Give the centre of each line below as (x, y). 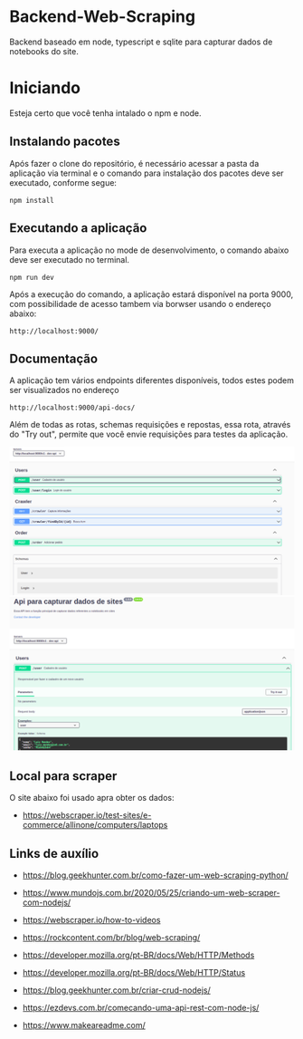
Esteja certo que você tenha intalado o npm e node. (105, 113)
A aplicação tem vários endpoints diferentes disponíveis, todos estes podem (151, 380)
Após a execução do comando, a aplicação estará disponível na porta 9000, (151, 294)
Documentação (53, 358)
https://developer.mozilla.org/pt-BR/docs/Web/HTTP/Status (134, 972)
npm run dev (32, 277)
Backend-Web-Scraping (103, 17)
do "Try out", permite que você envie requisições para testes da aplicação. (149, 434)
